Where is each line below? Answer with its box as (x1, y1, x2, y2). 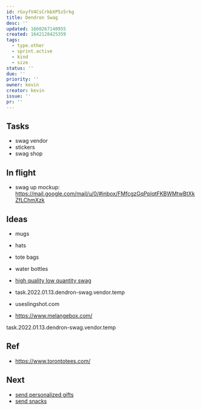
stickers (15, 143, 35, 151)
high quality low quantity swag (15, 277, 92, 284)
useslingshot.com (15, 301, 59, 308)
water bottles (15, 265, 48, 273)
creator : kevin (6, 88, 45, 94)
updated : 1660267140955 (6, 25, 67, 32)
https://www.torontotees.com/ (15, 357, 91, 365)
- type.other (12, 43, 45, 49)
